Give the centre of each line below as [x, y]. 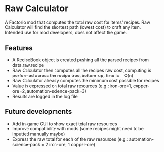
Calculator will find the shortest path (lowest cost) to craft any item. [73, 27]
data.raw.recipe [28, 65]
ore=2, [19, 91]
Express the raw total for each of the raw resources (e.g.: [70, 139]
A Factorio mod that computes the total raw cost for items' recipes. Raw [78, 22]
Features [19, 48]
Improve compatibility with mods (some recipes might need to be [78, 128]
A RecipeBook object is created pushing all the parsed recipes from [80, 60]
